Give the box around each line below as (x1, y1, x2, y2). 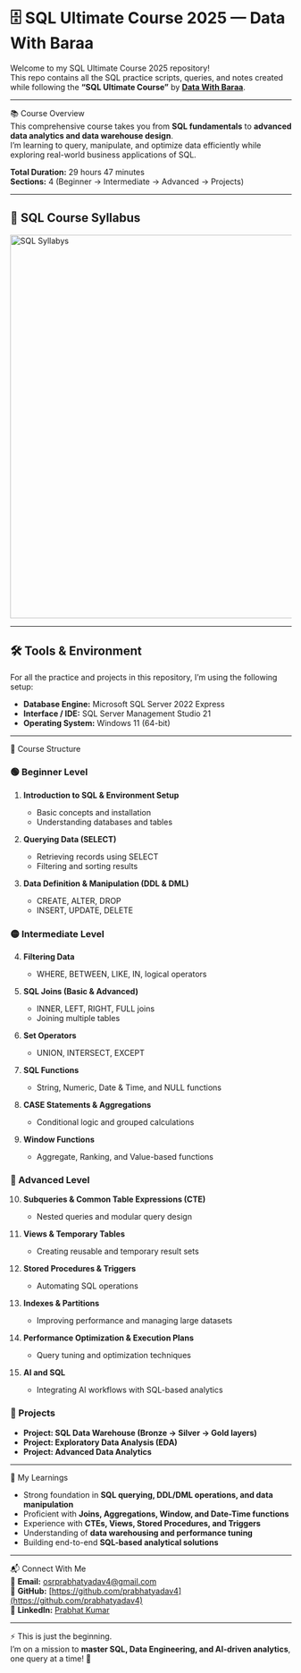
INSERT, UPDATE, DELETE (36, 905, 134, 916)
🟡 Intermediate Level (10, 927, 105, 940)
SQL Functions (22, 1065, 79, 1076)
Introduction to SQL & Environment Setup (22, 790, 180, 800)
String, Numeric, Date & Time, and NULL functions (36, 1082, 222, 1093)
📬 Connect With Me (10, 1563, 87, 1574)
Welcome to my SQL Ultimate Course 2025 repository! (10, 63, 211, 73)
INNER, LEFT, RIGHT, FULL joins (36, 1003, 155, 1014)
